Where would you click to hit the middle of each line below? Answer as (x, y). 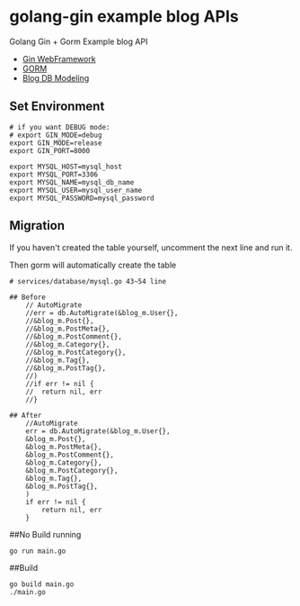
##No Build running (45, 534)
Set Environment (57, 107)
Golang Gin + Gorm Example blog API (79, 41)
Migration (37, 226)
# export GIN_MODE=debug (56, 135)
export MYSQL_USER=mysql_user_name (76, 190)
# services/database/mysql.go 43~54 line (88, 281)
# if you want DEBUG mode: (60, 127)
